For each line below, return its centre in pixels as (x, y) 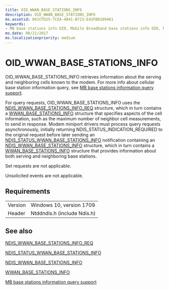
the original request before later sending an (50, 134)
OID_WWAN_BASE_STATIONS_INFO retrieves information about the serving (83, 77)
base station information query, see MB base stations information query (79, 87)
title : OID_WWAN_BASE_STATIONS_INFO (44, 10)
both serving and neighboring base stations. (51, 156)
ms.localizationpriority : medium (40, 38)
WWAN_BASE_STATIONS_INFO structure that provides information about (81, 151)
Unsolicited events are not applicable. (44, 175)
